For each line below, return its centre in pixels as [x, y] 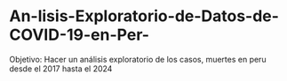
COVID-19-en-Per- [79, 35]
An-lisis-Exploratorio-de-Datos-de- [144, 16]
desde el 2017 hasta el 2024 [61, 69]
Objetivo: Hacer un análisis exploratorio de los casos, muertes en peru [138, 59]
